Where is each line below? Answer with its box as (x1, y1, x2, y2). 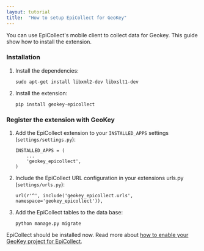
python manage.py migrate (15, 220, 81, 227)
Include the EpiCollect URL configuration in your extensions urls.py (15, 175, 184, 182)
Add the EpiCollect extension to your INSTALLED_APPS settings (15, 129, 169, 137)
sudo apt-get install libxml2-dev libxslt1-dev (15, 79, 139, 85)
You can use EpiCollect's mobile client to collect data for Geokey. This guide (6, 31, 199, 38)
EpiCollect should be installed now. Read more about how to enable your (6, 231, 189, 239)
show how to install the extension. (6, 38, 92, 45)
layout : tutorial (6, 9, 51, 15)
